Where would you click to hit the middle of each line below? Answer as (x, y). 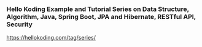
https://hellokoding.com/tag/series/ (51, 38)
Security (19, 24)
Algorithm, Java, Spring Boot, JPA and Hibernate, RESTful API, (101, 16)
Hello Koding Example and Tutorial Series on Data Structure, (98, 9)
